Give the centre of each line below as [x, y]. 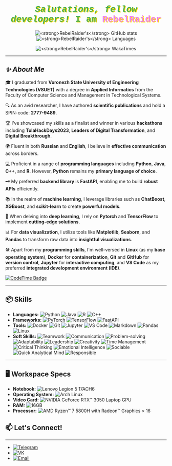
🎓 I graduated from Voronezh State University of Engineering [72, 82]
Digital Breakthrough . [29, 135]
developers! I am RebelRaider [86, 20]
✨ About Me [25, 70]
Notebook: [24, 389]
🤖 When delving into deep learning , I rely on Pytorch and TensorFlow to [82, 216]
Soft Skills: [25, 336]
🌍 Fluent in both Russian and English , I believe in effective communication [86, 146]
